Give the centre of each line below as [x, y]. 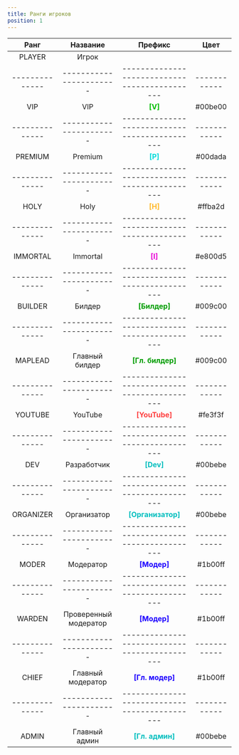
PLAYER [32, 56]
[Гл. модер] [154, 677]
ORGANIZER [32, 514]
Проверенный [88, 614]
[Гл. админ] [154, 736]
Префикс [154, 45]
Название [87, 45]
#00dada [211, 156]
